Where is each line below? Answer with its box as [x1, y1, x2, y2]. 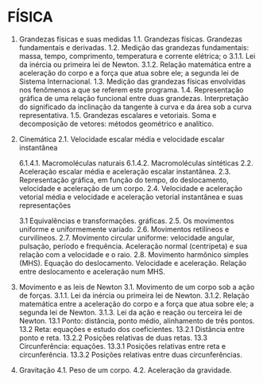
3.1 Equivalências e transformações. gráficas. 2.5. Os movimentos [18, 216, 234, 225]
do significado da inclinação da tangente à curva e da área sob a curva [18, 102, 252, 111]
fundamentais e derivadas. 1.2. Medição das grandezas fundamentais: [18, 42, 249, 52]
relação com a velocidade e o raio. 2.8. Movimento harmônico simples [18, 249, 249, 259]
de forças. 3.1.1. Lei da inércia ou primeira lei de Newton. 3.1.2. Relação [18, 291, 249, 300]
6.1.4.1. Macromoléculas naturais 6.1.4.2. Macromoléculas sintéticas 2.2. [18, 158, 253, 167]
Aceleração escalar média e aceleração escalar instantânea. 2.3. [18, 166, 231, 176]
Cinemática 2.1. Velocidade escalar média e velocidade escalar [18, 134, 225, 143]
